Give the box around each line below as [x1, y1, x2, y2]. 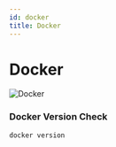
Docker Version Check [9, 111, 108, 123]
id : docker [9, 12, 50, 22]
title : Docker [9, 21, 62, 30]
